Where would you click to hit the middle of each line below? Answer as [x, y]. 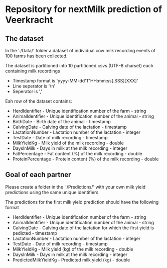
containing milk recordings [33, 71]
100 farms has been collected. [36, 56]
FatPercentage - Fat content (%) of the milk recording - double [77, 154]
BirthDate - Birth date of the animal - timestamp [62, 121]
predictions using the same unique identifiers [52, 192]
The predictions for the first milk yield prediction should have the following [82, 202]
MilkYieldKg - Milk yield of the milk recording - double [68, 143]
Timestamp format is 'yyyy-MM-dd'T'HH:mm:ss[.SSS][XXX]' [75, 81]
